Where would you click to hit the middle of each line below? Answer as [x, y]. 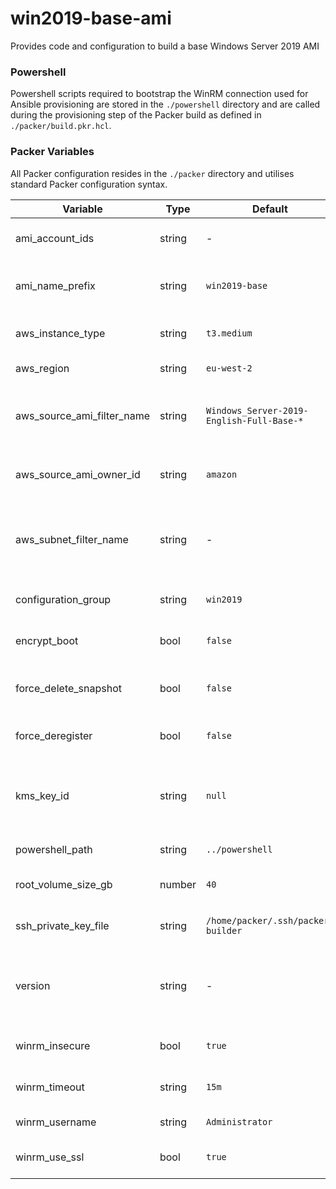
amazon [222, 474]
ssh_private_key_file [62, 925]
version [33, 985]
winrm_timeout [50, 1087]
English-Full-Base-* [255, 420]
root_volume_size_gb [64, 884]
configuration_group [63, 599]
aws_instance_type [60, 333]
